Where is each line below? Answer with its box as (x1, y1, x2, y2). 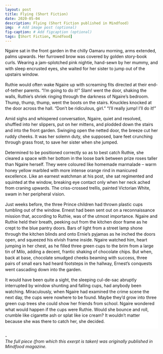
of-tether (5, 88, 23, 94)
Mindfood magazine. (5, 344, 47, 350)
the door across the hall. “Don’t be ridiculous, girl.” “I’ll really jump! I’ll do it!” (5, 105, 156, 112)
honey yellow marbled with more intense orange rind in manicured (5, 167, 137, 173)
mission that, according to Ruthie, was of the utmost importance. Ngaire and (5, 213, 158, 219)
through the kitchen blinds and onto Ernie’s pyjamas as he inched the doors (5, 231, 156, 237)
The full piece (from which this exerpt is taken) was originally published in (5, 338, 153, 344)
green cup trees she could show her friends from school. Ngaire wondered (5, 301, 155, 306)
